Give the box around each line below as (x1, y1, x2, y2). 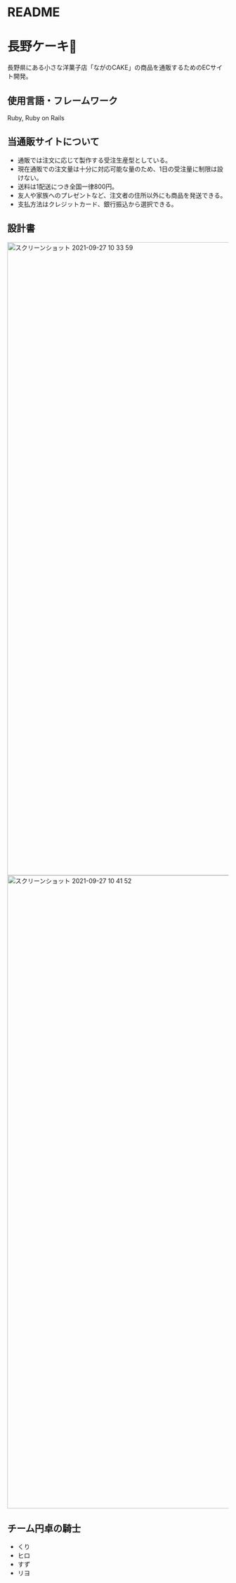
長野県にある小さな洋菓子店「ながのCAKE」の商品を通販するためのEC (7, 63, 211, 72)
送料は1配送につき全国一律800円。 (17, 182, 118, 191)
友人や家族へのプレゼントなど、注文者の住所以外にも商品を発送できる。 (17, 191, 227, 199)
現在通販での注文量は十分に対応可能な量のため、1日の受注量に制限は (17, 165, 218, 173)
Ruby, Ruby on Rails (7, 113, 65, 122)
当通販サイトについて (7, 136, 100, 148)
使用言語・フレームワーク (7, 94, 118, 106)
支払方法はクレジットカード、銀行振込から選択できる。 (17, 200, 178, 208)
